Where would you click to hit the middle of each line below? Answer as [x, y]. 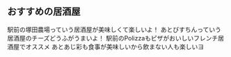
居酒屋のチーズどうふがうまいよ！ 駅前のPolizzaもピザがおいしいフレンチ [113, 38]
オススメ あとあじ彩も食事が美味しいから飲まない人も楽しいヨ [114, 47]
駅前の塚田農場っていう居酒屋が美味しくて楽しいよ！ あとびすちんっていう [114, 30]
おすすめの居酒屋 [44, 12]
